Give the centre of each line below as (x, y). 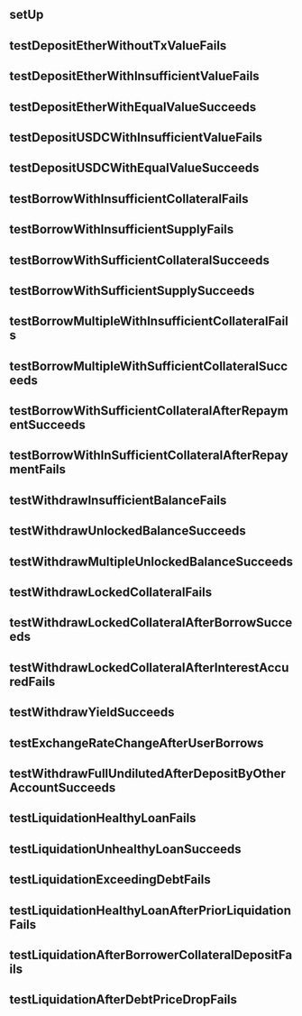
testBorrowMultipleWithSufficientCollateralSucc (149, 366)
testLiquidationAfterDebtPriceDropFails (123, 1000)
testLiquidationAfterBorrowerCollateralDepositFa (151, 955)
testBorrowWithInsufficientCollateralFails (129, 199)
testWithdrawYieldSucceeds (92, 713)
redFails (32, 681)
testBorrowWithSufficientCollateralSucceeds (140, 260)
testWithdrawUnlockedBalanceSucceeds (128, 531)
